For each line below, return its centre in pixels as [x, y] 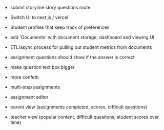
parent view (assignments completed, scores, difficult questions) [79, 107]
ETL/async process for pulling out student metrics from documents [81, 47]
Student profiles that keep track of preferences [60, 27]
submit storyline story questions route [50, 7]
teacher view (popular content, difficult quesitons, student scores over [85, 117]
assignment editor [29, 97]
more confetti [24, 77]
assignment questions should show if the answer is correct [72, 57]
